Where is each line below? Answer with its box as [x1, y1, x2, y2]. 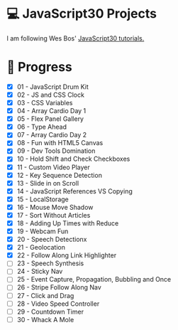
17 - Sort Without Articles [16, 211, 91, 219]
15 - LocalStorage [16, 195, 69, 203]
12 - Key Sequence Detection [16, 171, 102, 179]
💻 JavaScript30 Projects [6, 6, 157, 22]
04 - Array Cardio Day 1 [16, 107, 87, 115]
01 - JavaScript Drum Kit [16, 82, 89, 91]
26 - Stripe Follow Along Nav [16, 283, 102, 292]
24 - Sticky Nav [16, 267, 63, 276]
